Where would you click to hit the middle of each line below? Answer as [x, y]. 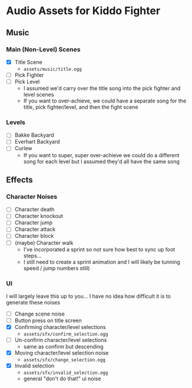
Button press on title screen [48, 320]
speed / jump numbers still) [57, 268]
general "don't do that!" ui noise [62, 379]
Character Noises [32, 197]
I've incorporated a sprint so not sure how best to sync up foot [99, 249]
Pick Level [27, 82]
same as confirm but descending [64, 347]
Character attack [35, 229]
